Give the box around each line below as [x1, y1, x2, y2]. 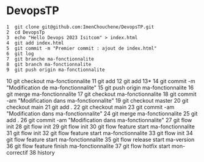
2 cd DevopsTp [6, 29, 45, 35]
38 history [29, 149, 55, 156]
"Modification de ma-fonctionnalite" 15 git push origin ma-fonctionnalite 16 [6, 84, 194, 91]
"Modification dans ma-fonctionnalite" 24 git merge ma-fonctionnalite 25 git [6, 109, 198, 117]
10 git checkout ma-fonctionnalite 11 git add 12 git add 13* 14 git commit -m [6, 77, 195, 84]
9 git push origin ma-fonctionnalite [6, 67, 105, 73]
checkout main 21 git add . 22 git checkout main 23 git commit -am [6, 103, 175, 111]
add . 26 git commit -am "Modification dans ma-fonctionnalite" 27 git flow [6, 116, 192, 123]
